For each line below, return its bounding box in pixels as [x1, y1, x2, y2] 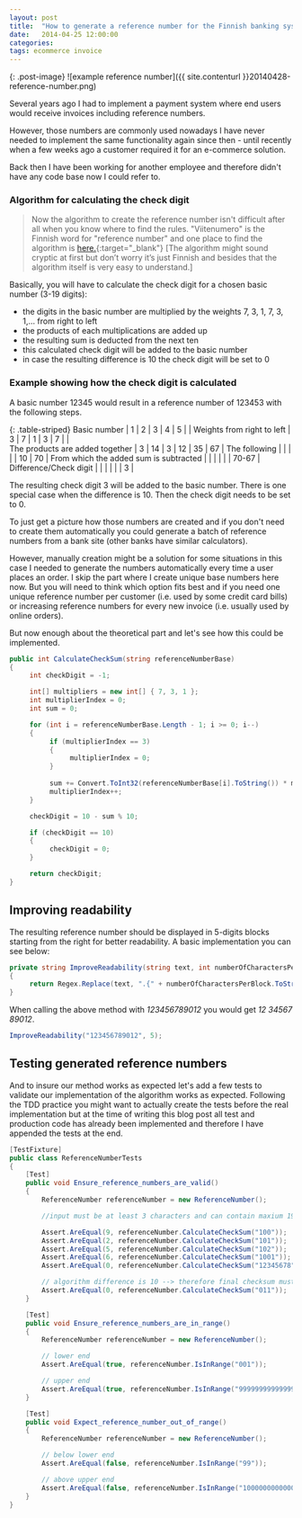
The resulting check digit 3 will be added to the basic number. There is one [9, 479, 287, 490]
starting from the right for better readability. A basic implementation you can [9, 936, 291, 947]
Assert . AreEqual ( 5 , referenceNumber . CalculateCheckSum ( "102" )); [41, 1245, 288, 1254]
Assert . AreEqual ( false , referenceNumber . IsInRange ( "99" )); [41, 1459, 268, 1469]
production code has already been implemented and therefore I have [9, 1118, 264, 1129]
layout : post [9, 13, 58, 22]
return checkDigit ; [29, 870, 102, 879]
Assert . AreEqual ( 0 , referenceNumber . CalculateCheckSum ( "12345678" [41, 1261, 296, 1271]
